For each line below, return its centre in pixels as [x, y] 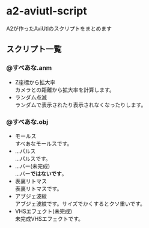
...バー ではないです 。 [41, 173]
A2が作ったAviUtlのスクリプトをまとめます [59, 28]
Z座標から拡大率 [35, 82]
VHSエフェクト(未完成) [44, 211]
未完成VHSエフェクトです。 [49, 218]
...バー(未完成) [32, 166]
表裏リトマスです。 [38, 188]
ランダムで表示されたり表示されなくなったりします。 [81, 105]
